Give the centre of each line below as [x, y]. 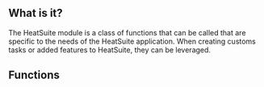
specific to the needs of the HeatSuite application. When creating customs [132, 41]
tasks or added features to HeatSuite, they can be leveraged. [110, 50]
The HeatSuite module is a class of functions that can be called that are [127, 32]
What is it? [36, 13]
